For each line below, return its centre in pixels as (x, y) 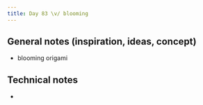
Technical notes (43, 80)
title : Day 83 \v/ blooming (48, 13)
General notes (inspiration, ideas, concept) (102, 42)
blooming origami (42, 58)
